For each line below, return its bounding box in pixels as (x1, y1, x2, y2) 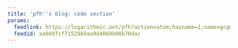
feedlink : (13, 23, 42, 30)
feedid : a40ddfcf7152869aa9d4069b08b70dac (13, 30, 141, 37)
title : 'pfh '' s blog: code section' (7, 10, 115, 18)
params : (7, 17, 30, 24)
